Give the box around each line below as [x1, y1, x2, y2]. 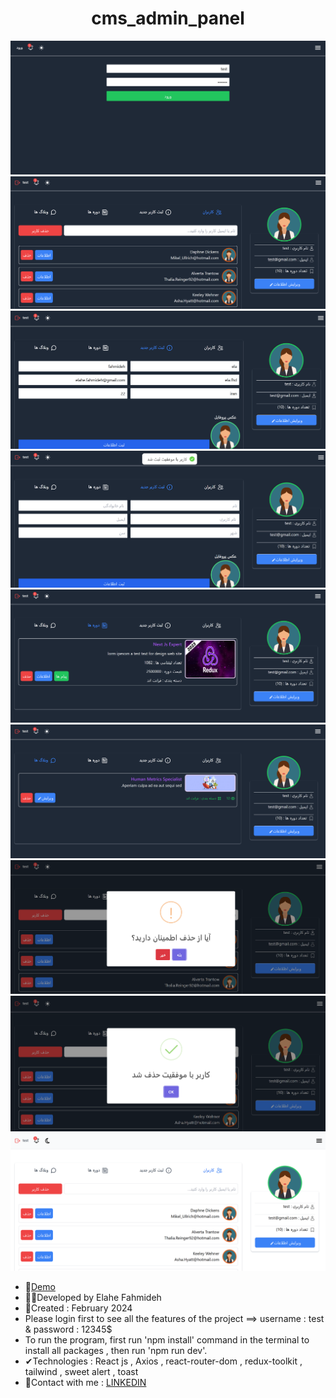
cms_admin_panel [91, 7, 245, 30]
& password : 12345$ [24, 1323, 113, 1335]
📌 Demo [24, 1280, 56, 1292]
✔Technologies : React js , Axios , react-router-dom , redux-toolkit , [24, 1355, 303, 1367]
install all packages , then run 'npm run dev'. [24, 1344, 208, 1356]
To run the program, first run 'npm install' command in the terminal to [24, 1333, 310, 1346]
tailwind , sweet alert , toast [24, 1365, 139, 1377]
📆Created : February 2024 [24, 1302, 133, 1314]
